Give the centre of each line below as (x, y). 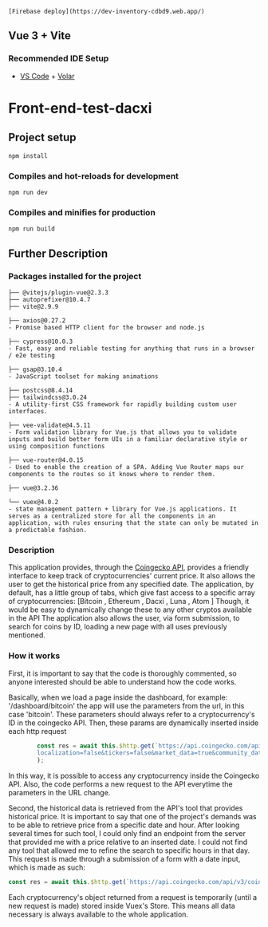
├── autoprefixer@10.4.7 (49, 299)
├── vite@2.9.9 (33, 306)
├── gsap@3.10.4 (35, 369)
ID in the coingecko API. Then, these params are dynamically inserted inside (134, 723)
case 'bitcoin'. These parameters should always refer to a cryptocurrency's (132, 714)
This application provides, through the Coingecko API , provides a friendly (129, 567)
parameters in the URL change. (59, 793)
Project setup (43, 138)
